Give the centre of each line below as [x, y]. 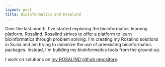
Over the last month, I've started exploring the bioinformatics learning [76, 28]
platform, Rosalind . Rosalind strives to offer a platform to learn [69, 34]
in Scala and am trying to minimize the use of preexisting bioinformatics [79, 44]
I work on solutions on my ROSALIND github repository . [62, 59]
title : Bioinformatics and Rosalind [43, 14]
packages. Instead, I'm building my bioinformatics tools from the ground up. [83, 50]
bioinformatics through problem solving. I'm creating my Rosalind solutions [82, 39]
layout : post [19, 10]
